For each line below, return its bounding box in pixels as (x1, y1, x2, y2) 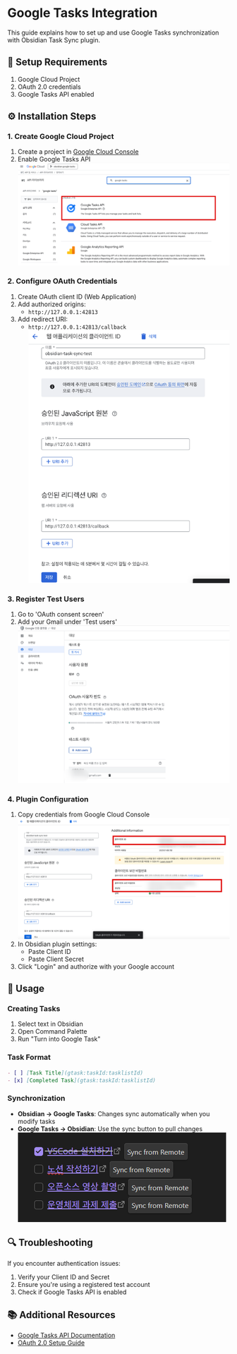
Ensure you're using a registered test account (17, 1280, 150, 1288)
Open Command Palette (17, 1027, 87, 1036)
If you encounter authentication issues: (7, 1259, 121, 1267)
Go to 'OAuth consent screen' (17, 610, 104, 619)
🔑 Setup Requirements (7, 56, 108, 68)
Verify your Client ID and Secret (17, 1272, 110, 1281)
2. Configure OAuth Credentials (7, 277, 118, 286)
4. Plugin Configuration (7, 794, 89, 804)
